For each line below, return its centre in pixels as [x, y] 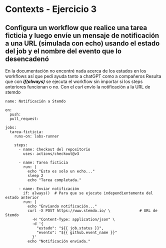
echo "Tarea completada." [54, 180]
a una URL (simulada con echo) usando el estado [82, 43]
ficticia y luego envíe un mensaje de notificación [82, 35]
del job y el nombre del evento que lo [63, 51]
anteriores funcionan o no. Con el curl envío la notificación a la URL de [78, 87]
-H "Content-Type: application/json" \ [73, 219]
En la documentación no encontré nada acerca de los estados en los [76, 71]
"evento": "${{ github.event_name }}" [77, 232]
